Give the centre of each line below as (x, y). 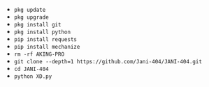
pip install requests (45, 40)
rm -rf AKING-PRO (39, 54)
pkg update (30, 10)
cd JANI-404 (31, 69)
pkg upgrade (31, 17)
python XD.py (33, 77)
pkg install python (42, 32)
